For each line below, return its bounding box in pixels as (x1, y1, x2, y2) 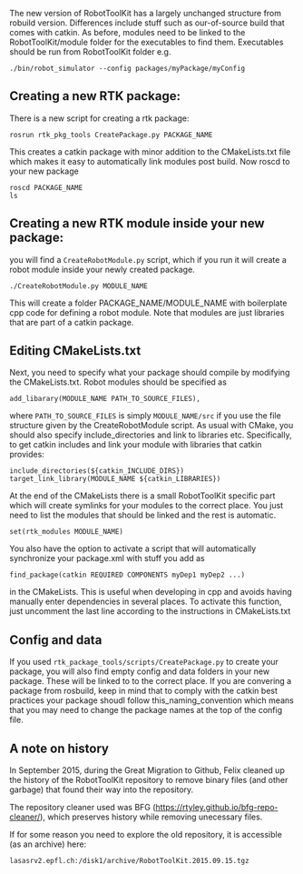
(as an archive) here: (9, 839, 87, 849)
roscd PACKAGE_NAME (9, 183, 83, 192)
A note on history (9, 740, 109, 756)
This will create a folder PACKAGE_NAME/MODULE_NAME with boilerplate (9, 297, 288, 308)
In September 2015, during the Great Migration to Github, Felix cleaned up (9, 765, 286, 776)
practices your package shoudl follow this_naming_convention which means (9, 695, 295, 706)
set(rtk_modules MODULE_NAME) (9, 527, 124, 537)
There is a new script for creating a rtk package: (9, 113, 190, 124)
